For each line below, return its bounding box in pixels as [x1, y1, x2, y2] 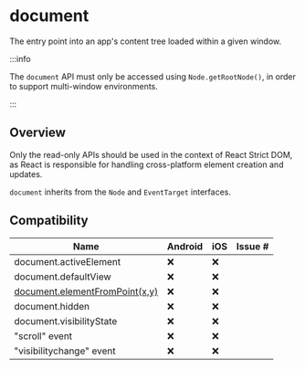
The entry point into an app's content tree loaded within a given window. [9, 36, 282, 47]
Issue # [236, 239, 269, 252]
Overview [9, 125, 67, 141]
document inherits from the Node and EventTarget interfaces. [9, 186, 231, 197]
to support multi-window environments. [9, 80, 158, 91]
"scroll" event [14, 330, 73, 343]
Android [167, 239, 204, 252]
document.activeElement [14, 255, 121, 268]
